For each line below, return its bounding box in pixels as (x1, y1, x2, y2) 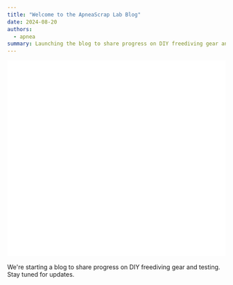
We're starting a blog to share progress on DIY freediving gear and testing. (7, 263, 221, 271)
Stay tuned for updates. (7, 270, 75, 279)
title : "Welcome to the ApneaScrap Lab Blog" (7, 11, 141, 18)
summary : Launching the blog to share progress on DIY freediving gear (7, 40, 218, 48)
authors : (7, 26, 33, 33)
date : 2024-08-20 (7, 18, 58, 26)
